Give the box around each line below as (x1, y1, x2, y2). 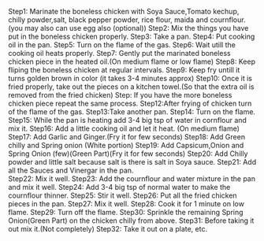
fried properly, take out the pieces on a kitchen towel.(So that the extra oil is (8, 82, 255, 91)
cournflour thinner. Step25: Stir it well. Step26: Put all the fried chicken (8, 191, 238, 200)
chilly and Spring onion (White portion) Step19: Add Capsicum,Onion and (8, 141, 244, 150)
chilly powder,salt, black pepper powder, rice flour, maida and (8, 15, 209, 24)
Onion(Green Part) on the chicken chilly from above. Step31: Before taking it (8, 216, 255, 225)
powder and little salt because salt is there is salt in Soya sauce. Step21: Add (8, 158, 257, 166)
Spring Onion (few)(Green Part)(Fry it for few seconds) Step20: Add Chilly (8, 149, 248, 158)
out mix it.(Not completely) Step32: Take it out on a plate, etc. (8, 224, 207, 233)
